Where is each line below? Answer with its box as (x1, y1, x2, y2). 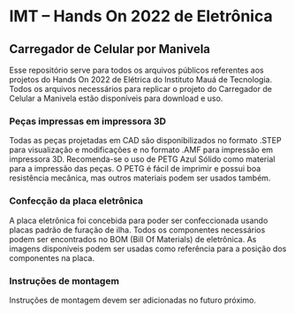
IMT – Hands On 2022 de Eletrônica (9, 6, 273, 27)
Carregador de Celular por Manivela (9, 42, 210, 57)
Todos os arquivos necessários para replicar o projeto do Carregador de (9, 84, 272, 94)
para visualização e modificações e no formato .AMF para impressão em (9, 144, 274, 156)
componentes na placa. (9, 252, 95, 263)
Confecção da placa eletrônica (9, 195, 144, 207)
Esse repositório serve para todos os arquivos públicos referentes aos (9, 65, 265, 75)
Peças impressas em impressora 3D (9, 115, 166, 127)
